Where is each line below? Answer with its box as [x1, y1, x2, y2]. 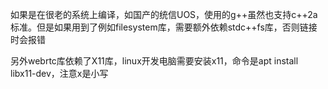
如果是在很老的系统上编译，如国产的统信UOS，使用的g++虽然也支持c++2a [10, 9, 318, 20]
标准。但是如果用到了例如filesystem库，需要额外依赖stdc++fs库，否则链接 [10, 21, 318, 33]
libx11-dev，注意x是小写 [10, 68, 109, 79]
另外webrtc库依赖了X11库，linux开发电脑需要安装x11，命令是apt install [10, 55, 299, 67]
